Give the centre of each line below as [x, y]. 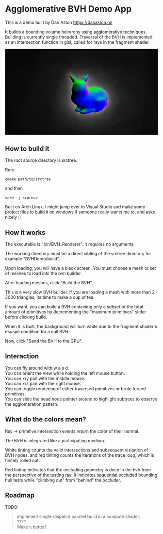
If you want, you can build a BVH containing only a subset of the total [74, 307]
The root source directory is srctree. [41, 160]
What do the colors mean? [46, 420]
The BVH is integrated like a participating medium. [55, 440]
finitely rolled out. [23, 460]
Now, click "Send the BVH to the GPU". [44, 341]
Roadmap [20, 495]
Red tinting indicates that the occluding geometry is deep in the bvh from [78, 469]
